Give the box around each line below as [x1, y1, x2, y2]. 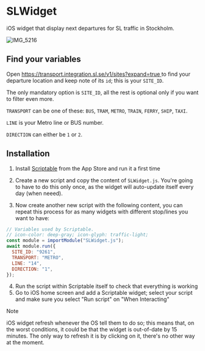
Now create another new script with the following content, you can [15, 201, 183, 209]
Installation [6, 149, 50, 159]
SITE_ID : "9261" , [12, 249, 56, 255]
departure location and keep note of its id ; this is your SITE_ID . [6, 76, 164, 84]
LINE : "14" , [12, 260, 43, 267]
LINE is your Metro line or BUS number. [6, 119, 104, 126]
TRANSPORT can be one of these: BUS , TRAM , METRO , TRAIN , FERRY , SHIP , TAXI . [6, 107, 188, 114]
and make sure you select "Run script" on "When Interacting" [15, 295, 170, 303]
